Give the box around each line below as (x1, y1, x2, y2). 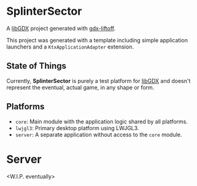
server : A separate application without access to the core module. (15, 131, 182, 138)
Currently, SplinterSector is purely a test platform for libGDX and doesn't (6, 77, 191, 84)
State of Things (6, 61, 66, 71)
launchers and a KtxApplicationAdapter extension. (6, 43, 134, 50)
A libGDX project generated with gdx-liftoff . (6, 25, 116, 32)
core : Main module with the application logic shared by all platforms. (15, 118, 188, 125)
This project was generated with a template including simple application (6, 36, 188, 44)
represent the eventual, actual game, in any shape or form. (6, 83, 155, 91)
